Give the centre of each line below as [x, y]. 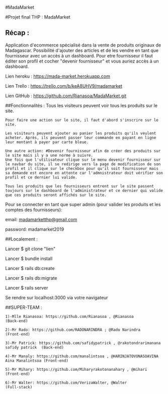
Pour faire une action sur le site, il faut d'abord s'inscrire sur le [82, 120]
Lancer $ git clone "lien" [30, 248]
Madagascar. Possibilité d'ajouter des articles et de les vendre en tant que [82, 50]
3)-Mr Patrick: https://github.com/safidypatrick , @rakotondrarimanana [83, 343]
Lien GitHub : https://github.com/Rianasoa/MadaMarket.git [66, 96]
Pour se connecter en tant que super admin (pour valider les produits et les [83, 204]
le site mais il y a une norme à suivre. [49, 155]
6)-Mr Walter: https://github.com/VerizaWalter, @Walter [66, 382]
